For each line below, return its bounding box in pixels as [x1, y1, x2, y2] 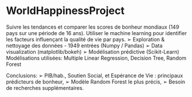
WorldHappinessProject [6, 4, 125, 18]
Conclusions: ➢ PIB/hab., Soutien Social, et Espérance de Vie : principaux [6, 72, 183, 79]
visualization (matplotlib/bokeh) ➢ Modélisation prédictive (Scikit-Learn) [6, 48, 180, 55]
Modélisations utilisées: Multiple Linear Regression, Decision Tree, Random [6, 54, 187, 61]
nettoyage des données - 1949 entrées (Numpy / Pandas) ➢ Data [6, 42, 163, 49]
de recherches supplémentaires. [6, 84, 84, 91]
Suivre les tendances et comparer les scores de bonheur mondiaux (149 [6, 23, 180, 30]
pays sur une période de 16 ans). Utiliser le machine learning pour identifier [6, 29, 187, 36]
